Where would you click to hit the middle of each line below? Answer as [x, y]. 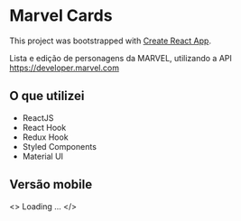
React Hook [44, 127]
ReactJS [38, 117]
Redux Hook [46, 137]
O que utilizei [47, 96]
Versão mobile [51, 184]
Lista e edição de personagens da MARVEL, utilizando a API [121, 58]
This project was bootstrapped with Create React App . [111, 41]
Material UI [43, 156]
